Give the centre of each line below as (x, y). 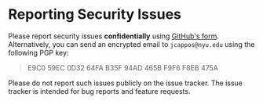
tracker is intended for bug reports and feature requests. (99, 91)
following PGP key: (38, 52)
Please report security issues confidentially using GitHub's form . (114, 36)
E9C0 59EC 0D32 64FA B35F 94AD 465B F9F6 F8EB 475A (122, 67)
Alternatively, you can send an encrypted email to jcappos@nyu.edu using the (131, 44)
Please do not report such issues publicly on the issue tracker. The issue (126, 83)
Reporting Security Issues (95, 14)
